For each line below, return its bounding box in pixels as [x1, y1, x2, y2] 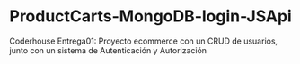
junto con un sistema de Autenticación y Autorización [9, 44, 207, 55]
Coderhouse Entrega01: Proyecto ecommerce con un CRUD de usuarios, [9, 36, 278, 46]
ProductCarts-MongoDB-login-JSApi [9, 6, 292, 27]
